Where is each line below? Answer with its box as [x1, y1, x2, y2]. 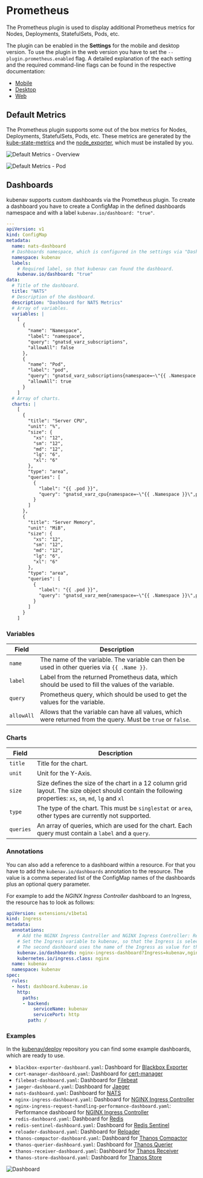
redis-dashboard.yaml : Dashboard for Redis [14, 1115, 124, 1122]
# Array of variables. [11, 305, 69, 311]
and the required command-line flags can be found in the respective [6, 61, 176, 69]
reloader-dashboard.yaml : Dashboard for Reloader [14, 1128, 140, 1136]
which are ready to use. [6, 1052, 65, 1059]
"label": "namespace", [28, 333, 85, 340]
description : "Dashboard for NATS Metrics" [11, 300, 123, 306]
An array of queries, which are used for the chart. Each [37, 822, 192, 830]
